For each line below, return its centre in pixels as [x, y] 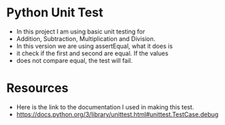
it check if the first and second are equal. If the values [92, 53]
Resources [38, 88]
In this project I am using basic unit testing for [80, 31]
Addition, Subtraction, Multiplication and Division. [86, 38]
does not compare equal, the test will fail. [74, 60]
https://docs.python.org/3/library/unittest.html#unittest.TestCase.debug [117, 114]
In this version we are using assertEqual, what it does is [94, 46]
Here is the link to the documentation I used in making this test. [105, 107]
